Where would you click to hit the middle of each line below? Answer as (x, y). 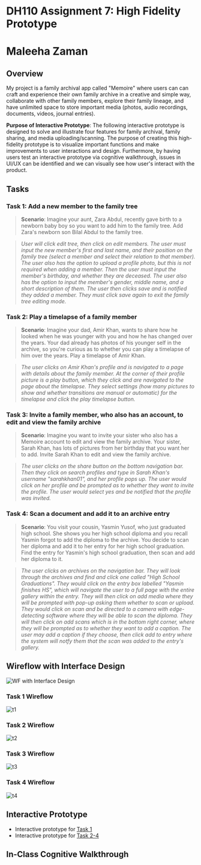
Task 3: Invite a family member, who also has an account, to (95, 415)
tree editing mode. (43, 301)
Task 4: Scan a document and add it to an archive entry (88, 514)
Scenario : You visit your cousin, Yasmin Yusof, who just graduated (103, 527)
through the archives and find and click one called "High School (100, 577)
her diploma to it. (42, 559)
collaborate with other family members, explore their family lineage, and (95, 101)
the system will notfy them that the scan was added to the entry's (102, 641)
